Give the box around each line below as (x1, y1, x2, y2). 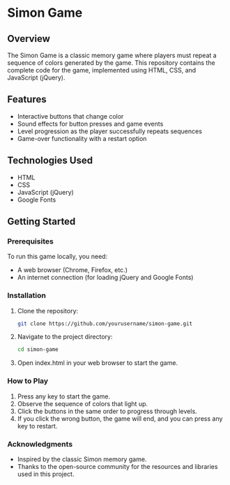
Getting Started (7, 216, 76, 227)
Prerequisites (7, 236, 54, 246)
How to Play (7, 376, 49, 386)
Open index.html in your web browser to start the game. (17, 359, 178, 367)
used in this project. (17, 470, 75, 478)
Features (7, 94, 47, 105)
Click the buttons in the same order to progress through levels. (17, 407, 197, 415)
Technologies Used (7, 155, 93, 167)
